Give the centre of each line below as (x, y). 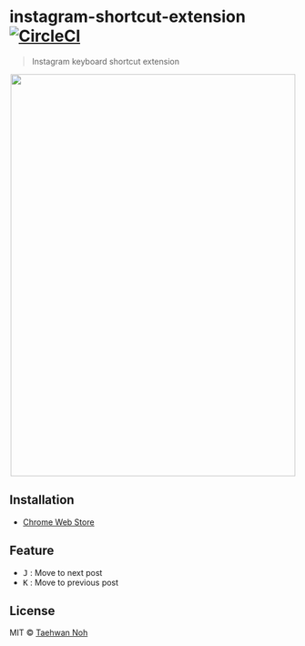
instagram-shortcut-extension (127, 17)
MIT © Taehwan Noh (49, 633)
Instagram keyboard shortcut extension (106, 61)
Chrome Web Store (58, 522)
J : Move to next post (62, 572)
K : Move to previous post (71, 582)
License (32, 611)
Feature (32, 551)
